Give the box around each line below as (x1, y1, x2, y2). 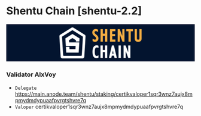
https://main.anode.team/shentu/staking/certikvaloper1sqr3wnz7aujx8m (14, 90, 193, 98)
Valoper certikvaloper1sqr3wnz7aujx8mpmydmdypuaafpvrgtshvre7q (14, 103, 184, 110)
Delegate (14, 85, 37, 91)
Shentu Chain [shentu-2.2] (6, 4, 142, 18)
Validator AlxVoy (6, 70, 56, 79)
